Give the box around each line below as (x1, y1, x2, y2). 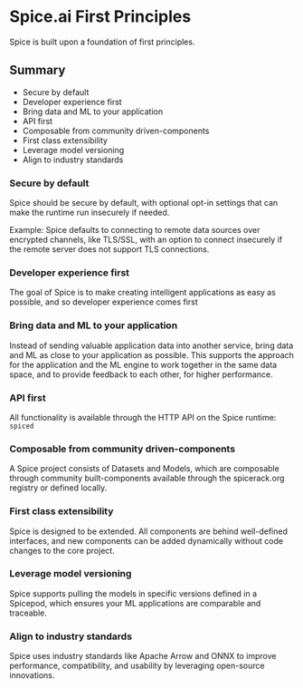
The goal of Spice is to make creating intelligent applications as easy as (9, 287, 276, 298)
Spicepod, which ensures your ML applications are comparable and (9, 597, 261, 608)
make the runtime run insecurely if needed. (9, 207, 170, 218)
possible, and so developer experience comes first (9, 296, 199, 307)
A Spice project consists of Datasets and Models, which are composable (9, 463, 280, 474)
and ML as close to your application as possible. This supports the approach (9, 349, 294, 360)
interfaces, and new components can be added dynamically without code (9, 535, 283, 546)
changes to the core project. (9, 545, 115, 556)
